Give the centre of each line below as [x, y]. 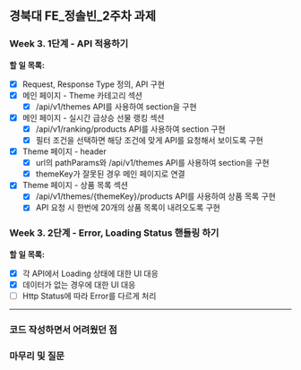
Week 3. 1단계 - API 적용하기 [69, 44]
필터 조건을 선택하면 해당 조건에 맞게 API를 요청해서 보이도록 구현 [150, 140]
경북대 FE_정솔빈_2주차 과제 [83, 16]
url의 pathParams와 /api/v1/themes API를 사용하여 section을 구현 [153, 163]
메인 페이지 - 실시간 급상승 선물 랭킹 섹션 [93, 117]
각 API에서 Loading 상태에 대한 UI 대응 [90, 273]
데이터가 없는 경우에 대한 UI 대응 [79, 284]
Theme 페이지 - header [64, 151]
